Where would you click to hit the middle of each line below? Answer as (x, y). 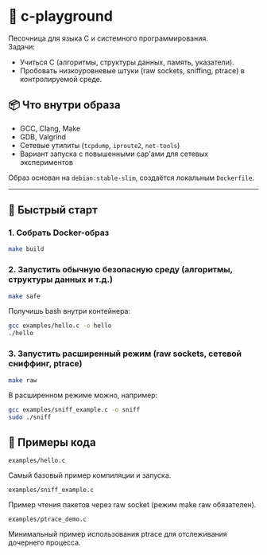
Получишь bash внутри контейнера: (70, 311)
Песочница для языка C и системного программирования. (108, 38)
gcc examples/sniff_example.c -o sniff (74, 410)
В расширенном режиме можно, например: (83, 395)
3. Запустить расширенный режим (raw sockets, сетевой (125, 354)
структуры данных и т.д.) (61, 279)
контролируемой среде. (61, 79)
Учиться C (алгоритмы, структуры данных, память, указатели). (127, 62)
